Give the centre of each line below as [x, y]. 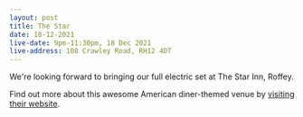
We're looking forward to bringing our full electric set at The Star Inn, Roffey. [151, 76]
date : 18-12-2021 [42, 34]
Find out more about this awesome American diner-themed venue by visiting [152, 94]
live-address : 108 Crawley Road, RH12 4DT [90, 51]
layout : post [34, 18]
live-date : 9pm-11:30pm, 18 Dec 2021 [80, 43]
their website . [35, 103]
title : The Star [40, 26]
